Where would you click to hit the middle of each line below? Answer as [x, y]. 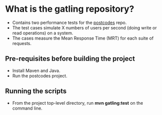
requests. [22, 43]
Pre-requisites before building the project [70, 59]
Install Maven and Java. [36, 70]
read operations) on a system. [43, 33]
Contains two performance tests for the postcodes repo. [69, 23]
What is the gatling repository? [70, 9]
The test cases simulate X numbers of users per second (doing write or [84, 27]
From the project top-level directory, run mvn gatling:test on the [78, 103]
